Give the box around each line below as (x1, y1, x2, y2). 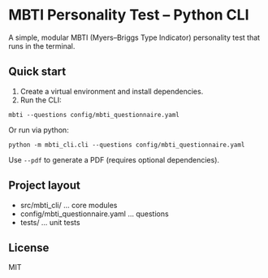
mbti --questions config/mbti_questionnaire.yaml (8, 111, 180, 119)
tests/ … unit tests (19, 217, 80, 227)
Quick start (8, 65, 67, 79)
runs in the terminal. (8, 41, 76, 50)
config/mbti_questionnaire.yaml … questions (19, 209, 169, 219)
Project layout (8, 179, 81, 193)
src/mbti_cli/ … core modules (19, 200, 118, 210)
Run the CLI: (19, 95, 63, 105)
